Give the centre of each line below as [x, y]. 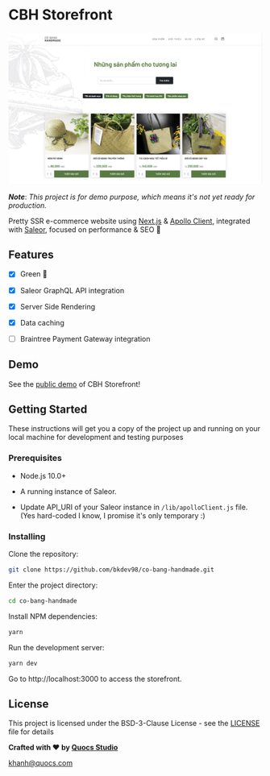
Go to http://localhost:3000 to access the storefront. [96, 678]
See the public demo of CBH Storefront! [75, 384]
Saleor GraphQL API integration [72, 290]
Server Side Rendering [58, 306]
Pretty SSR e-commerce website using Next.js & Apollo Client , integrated [129, 221]
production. [27, 205]
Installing [27, 536]
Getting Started [48, 409]
